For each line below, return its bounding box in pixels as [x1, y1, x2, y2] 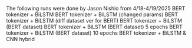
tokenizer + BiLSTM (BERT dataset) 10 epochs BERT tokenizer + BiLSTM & [6, 29, 187, 36]
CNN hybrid [6, 36, 35, 42]
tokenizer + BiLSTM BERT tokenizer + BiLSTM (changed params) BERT [6, 11, 178, 18]
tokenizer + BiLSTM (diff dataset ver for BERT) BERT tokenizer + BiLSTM [6, 17, 183, 24]
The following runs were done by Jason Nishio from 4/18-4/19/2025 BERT [6, 5, 186, 12]
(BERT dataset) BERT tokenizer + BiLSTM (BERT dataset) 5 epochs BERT [6, 23, 183, 30]
